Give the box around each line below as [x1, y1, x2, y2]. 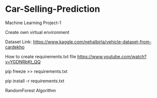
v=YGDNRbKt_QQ [5, 59, 41, 65]
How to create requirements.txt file [5, 53, 76, 60]
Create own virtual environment [5, 29, 70, 35]
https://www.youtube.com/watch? [77, 53, 147, 60]
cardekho [5, 44, 25, 50]
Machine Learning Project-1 [5, 20, 61, 26]
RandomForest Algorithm [5, 87, 56, 93]
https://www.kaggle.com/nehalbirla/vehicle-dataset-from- [33, 38, 152, 45]
